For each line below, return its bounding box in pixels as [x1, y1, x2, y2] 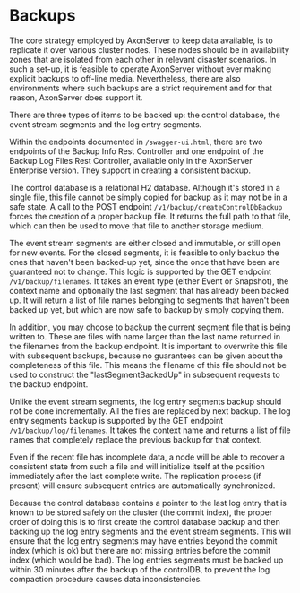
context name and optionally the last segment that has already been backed [9, 285, 289, 296]
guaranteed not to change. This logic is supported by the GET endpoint [9, 266, 271, 277]
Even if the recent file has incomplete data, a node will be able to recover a [9, 451, 285, 462]
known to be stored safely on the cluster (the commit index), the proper [9, 507, 273, 518]
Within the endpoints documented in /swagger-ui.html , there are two [9, 136, 263, 147]
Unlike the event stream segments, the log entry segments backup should [9, 396, 282, 407]
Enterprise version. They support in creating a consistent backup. [9, 165, 252, 176]
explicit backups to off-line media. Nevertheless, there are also [9, 73, 241, 83]
